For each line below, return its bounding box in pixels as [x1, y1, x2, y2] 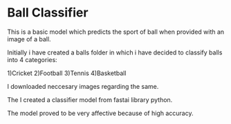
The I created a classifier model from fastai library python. [7, 95, 173, 104]
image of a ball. [7, 34, 51, 43]
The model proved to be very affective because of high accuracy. [7, 109, 194, 117]
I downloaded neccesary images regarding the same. [7, 82, 159, 90]
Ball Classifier [7, 5, 89, 21]
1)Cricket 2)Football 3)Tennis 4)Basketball [7, 69, 127, 77]
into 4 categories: [7, 55, 57, 63]
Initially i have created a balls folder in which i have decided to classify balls [7, 48, 223, 56]
